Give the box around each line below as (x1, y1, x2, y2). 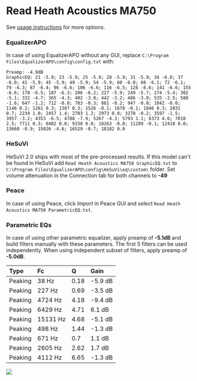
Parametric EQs (6, 221, 52, 229)
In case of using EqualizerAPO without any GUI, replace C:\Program (6, 52, 169, 59)
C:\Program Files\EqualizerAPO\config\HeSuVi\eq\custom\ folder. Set (6, 165, 175, 173)
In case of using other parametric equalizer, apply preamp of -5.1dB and (6, 234, 182, 241)
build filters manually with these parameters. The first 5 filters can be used (6, 240, 188, 248)
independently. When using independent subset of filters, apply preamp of (6, 247, 188, 254)
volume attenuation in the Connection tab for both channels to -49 (6, 172, 168, 179)
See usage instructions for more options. (6, 24, 105, 31)
